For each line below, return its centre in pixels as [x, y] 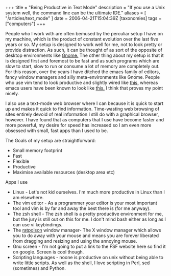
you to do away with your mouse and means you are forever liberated [86, 236]
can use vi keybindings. [38, 225]
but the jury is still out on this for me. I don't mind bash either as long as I [89, 219]
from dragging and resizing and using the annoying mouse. [75, 241]
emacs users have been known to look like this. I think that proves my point [84, 88]
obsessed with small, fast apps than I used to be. [57, 131]
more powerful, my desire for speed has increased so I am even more [78, 125]
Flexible [21, 161]
